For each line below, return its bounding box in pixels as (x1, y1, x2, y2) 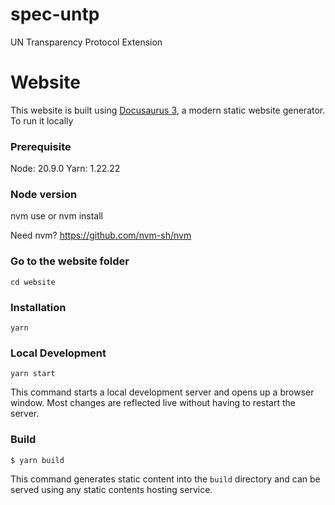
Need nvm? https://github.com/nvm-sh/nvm (10, 229, 192, 242)
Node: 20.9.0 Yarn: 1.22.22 (10, 163, 121, 175)
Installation (10, 300, 67, 314)
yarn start (10, 369, 56, 379)
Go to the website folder (10, 254, 130, 268)
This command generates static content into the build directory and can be (10, 473, 321, 485)
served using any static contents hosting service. (10, 483, 213, 495)
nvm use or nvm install (10, 210, 103, 222)
